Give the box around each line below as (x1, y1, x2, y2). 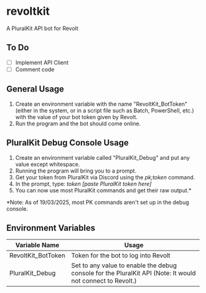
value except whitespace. (15, 160, 80, 168)
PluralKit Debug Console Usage (6, 138, 129, 148)
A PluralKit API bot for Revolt (6, 25, 78, 32)
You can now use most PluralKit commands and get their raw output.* (15, 186, 192, 194)
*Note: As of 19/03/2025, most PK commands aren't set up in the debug (6, 198, 189, 206)
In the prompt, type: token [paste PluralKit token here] (15, 180, 152, 187)
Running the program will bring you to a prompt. (15, 167, 137, 174)
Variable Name (15, 241, 59, 249)
